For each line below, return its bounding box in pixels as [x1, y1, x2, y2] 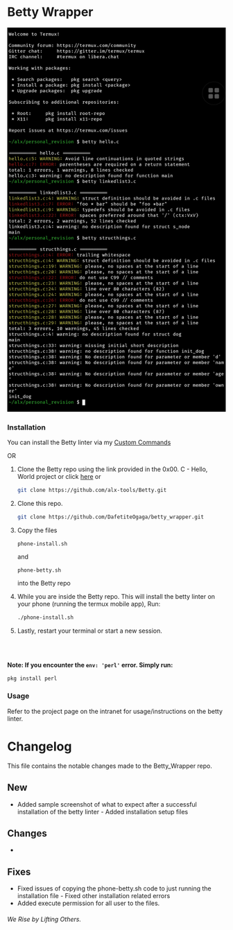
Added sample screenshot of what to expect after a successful [17, 800, 198, 808]
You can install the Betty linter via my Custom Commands [7, 438, 171, 446]
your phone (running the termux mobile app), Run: [17, 599, 161, 608]
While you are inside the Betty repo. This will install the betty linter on [17, 592, 216, 600]
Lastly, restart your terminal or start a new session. [17, 626, 163, 635]
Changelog [7, 739, 72, 754]
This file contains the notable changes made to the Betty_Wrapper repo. [7, 762, 213, 770]
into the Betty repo [17, 579, 71, 587]
